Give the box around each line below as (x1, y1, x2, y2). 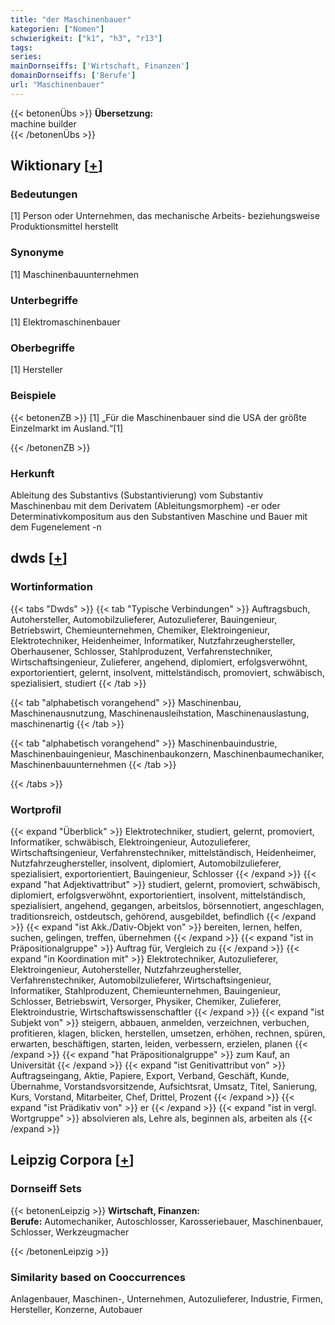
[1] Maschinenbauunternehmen (10, 268, 140, 280)
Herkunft (10, 466, 55, 480)
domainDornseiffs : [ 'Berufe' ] (10, 71, 137, 81)
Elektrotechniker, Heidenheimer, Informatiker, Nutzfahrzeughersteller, (10, 634, 296, 646)
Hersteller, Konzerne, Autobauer (10, 1303, 143, 1315)
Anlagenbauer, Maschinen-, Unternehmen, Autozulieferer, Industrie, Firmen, (10, 1292, 324, 1305)
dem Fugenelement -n (10, 521, 102, 533)
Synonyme (10, 246, 65, 260)
